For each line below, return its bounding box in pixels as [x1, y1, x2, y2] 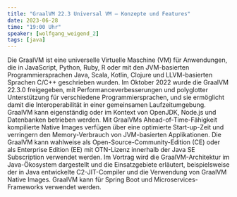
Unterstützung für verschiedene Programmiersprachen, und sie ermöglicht [7, 93, 224, 102]
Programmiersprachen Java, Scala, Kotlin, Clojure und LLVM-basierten [7, 71, 213, 80]
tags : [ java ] [7, 37, 46, 44]
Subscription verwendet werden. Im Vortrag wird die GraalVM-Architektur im [7, 153, 230, 162]
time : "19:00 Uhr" [7, 23, 61, 30]
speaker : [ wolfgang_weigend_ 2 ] [7, 30, 99, 37]
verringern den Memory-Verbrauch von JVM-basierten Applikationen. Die [7, 131, 222, 139]
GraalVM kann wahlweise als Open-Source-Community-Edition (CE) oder [7, 138, 221, 146]
